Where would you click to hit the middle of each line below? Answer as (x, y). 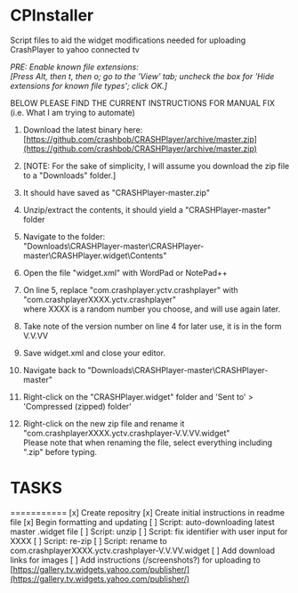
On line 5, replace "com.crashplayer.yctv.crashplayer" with (130, 289)
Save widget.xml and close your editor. (94, 353)
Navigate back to (54, 370)
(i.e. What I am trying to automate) (73, 112)
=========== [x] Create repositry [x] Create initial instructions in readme (148, 512)
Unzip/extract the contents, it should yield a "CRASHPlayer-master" (147, 209)
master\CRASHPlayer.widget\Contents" (95, 256)
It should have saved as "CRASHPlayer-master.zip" (116, 192)
